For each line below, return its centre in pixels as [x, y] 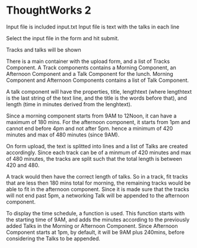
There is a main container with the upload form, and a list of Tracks [88, 61]
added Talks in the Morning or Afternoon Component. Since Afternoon [92, 225]
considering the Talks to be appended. [53, 239]
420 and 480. [23, 165]
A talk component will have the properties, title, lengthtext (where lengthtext [99, 91]
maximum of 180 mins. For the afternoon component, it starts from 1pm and [98, 122]
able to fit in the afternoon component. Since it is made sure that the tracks [98, 189]
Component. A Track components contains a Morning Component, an [91, 67]
